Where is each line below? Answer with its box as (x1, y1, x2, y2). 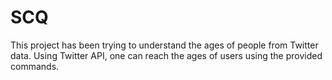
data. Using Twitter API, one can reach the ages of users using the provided (10, 49, 323, 61)
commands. (10, 60, 60, 72)
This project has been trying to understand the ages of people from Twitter (10, 39, 319, 51)
